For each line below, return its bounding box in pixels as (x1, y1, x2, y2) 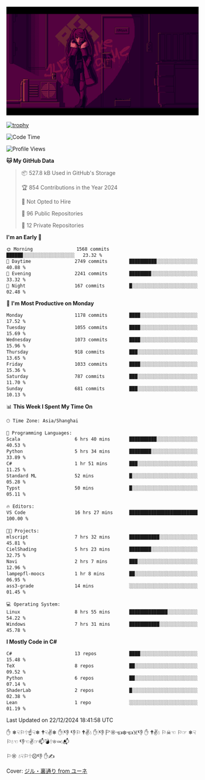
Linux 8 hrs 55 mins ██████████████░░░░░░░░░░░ (6, 609, 198, 615)
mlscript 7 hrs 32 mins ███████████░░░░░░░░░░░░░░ (6, 533, 198, 540)
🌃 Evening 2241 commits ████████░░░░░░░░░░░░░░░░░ (6, 270, 198, 277)
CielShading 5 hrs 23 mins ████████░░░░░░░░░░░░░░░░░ (6, 546, 198, 552)
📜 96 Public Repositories (21, 209, 84, 217)
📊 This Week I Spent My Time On (6, 403, 93, 410)
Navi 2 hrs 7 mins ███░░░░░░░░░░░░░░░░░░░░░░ (6, 558, 198, 565)
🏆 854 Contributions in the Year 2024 (21, 184, 118, 191)
